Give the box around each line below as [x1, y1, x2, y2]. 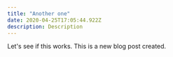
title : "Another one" [7, 10, 71, 17]
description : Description [7, 23, 83, 30]
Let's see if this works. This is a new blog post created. [7, 42, 167, 51]
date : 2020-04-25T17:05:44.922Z [7, 17, 102, 24]
